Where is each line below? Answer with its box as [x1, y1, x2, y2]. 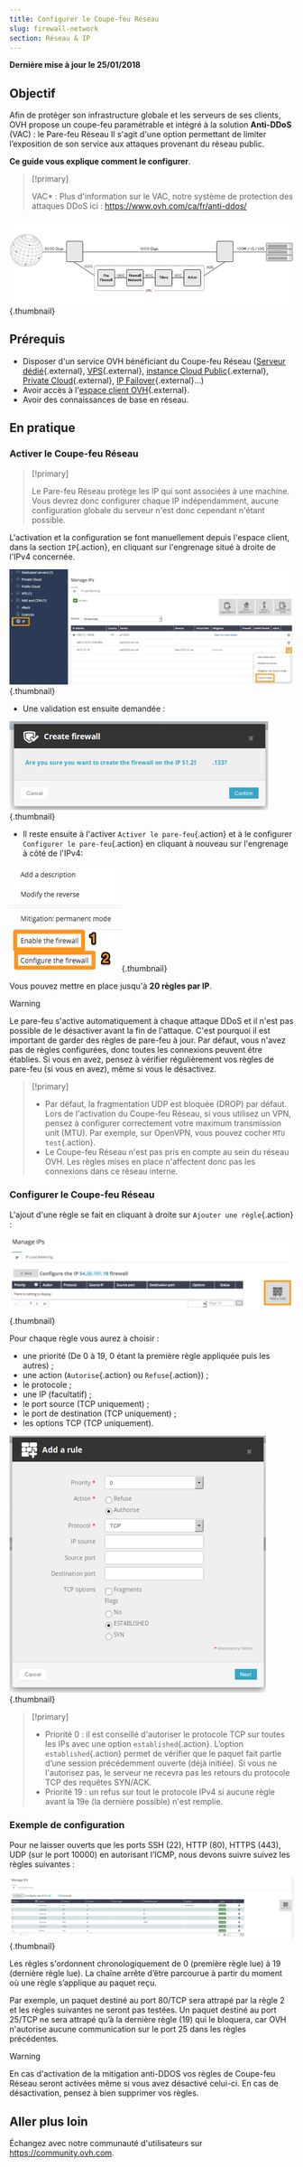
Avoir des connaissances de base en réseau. [22, 394, 189, 405]
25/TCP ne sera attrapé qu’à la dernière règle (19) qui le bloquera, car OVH [9, 2014, 287, 2025]
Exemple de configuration [9, 1819, 125, 1832]
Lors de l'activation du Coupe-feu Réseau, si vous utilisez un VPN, [44, 1108, 291, 1120]
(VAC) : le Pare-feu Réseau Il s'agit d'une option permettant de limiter [9, 129, 267, 140]
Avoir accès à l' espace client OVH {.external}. [22, 384, 190, 395]
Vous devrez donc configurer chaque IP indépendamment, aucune [31, 495, 280, 506]
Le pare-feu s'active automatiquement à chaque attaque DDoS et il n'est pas [9, 1016, 294, 1027]
